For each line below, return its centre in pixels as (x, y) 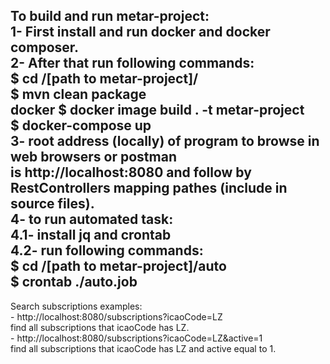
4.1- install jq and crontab (91, 235)
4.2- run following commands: (107, 250)
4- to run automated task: (92, 219)
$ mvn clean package (78, 94)
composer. (45, 47)
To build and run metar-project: (110, 16)
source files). (52, 204)
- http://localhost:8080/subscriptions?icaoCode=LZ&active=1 (136, 338)
